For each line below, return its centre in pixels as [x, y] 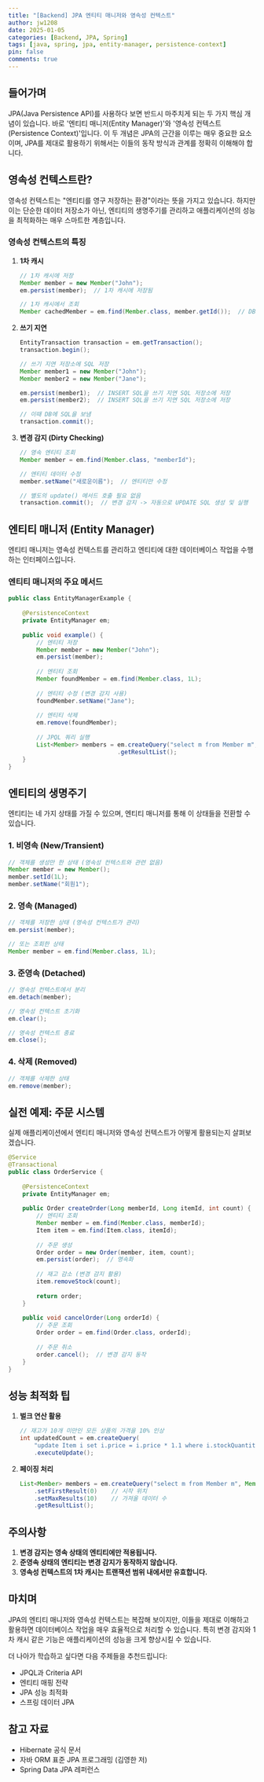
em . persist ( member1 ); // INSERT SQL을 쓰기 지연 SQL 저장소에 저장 [125, 393]
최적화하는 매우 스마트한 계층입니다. [71, 220]
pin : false [26, 52]
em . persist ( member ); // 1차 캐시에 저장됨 [86, 290]
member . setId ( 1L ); [38, 877]
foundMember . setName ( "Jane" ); [86, 701]
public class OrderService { [56, 1171]
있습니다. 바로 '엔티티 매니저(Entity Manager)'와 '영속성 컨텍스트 [122, 123]
